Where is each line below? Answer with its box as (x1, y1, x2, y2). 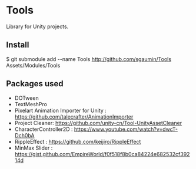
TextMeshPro (14, 100, 47, 107)
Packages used (6, 79, 64, 89)
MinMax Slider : (14, 144, 53, 151)
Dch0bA (14, 131, 35, 138)
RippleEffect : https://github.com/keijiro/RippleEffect (14, 138, 141, 145)
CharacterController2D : (14, 126, 73, 133)
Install (6, 40, 29, 50)
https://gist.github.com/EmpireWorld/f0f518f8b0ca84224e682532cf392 (14, 150, 190, 157)
